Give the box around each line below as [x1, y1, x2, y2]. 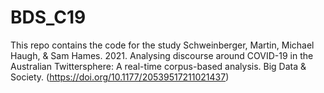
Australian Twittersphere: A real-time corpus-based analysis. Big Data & [10, 60, 307, 72]
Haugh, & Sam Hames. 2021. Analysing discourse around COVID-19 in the [10, 49, 314, 61]
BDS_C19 [10, 6, 87, 29]
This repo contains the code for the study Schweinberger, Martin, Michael [10, 39, 315, 51]
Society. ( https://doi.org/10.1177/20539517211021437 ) [10, 71, 230, 83]
